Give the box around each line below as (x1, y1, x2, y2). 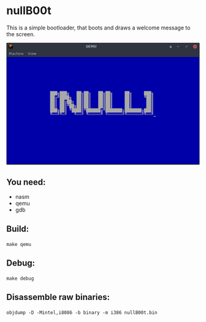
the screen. (6, 30, 36, 37)
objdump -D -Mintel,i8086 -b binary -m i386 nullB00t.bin (6, 309, 158, 316)
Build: (6, 224, 29, 234)
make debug (6, 275, 34, 282)
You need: (6, 177, 46, 187)
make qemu (6, 241, 32, 247)
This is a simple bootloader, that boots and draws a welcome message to (6, 24, 191, 31)
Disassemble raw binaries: (6, 292, 110, 302)
